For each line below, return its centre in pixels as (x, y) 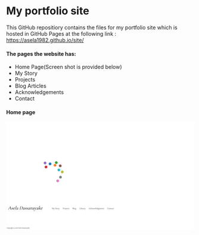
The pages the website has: (41, 54)
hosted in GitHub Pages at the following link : (61, 33)
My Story (26, 73)
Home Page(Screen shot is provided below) (68, 67)
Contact (24, 99)
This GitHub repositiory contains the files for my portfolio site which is (92, 27)
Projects (25, 80)
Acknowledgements (39, 92)
